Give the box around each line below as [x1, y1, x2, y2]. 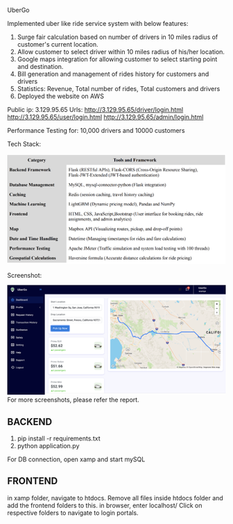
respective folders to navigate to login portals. [7, 508, 139, 517]
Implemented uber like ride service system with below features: [7, 19, 189, 27]
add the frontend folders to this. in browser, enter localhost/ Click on [7, 501, 202, 509]
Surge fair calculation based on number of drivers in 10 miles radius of [17, 33, 218, 41]
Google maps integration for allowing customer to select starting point [17, 55, 218, 63]
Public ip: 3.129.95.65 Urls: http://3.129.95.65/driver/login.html [7, 106, 184, 113]
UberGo [7, 6, 30, 14]
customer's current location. [17, 40, 98, 48]
